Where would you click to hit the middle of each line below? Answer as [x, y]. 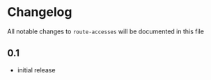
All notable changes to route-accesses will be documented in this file [105, 31]
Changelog [40, 12]
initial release [36, 70]
